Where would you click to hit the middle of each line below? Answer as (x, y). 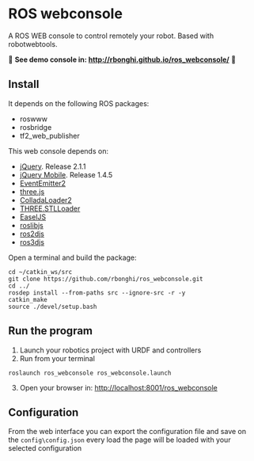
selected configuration (45, 448)
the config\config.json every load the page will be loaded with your (119, 440)
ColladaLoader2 (46, 200)
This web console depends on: (59, 150)
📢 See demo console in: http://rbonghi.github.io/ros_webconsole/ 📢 (122, 59)
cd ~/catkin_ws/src (40, 272)
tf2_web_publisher (50, 135)
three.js (32, 192)
